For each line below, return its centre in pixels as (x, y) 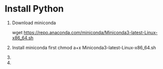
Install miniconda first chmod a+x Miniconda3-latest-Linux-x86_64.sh (84, 47)
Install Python (34, 9)
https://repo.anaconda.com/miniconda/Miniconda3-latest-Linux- (91, 32)
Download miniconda (34, 23)
